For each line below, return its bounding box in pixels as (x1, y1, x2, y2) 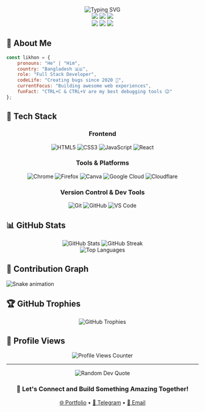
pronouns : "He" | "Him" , (17, 60, 81, 66)
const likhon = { (6, 54, 51, 61)
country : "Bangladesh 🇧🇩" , (17, 66, 88, 72)
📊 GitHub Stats (6, 220, 66, 231)
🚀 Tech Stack (6, 111, 57, 122)
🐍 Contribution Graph (6, 264, 89, 274)
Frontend (88, 130, 117, 138)
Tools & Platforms (76, 159, 129, 167)
